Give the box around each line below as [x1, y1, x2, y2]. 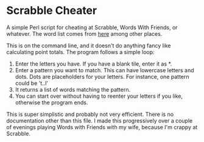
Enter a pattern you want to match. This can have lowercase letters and [15, 66, 194, 73]
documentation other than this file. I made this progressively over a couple [6, 117, 193, 124]
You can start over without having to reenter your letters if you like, [15, 92, 183, 100]
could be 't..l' [15, 79, 49, 87]
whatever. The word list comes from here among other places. [6, 30, 163, 37]
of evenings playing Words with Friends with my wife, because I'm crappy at [6, 123, 198, 130]
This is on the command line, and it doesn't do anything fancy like [6, 42, 172, 49]
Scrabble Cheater [6, 4, 97, 18]
